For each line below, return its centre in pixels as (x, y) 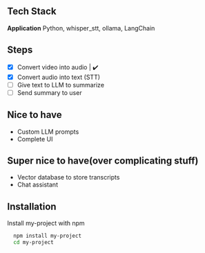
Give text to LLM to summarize (61, 85)
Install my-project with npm (46, 223)
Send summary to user (49, 92)
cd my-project (33, 243)
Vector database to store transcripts (68, 177)
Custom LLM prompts (48, 132)
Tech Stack (32, 11)
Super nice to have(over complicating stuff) (103, 161)
